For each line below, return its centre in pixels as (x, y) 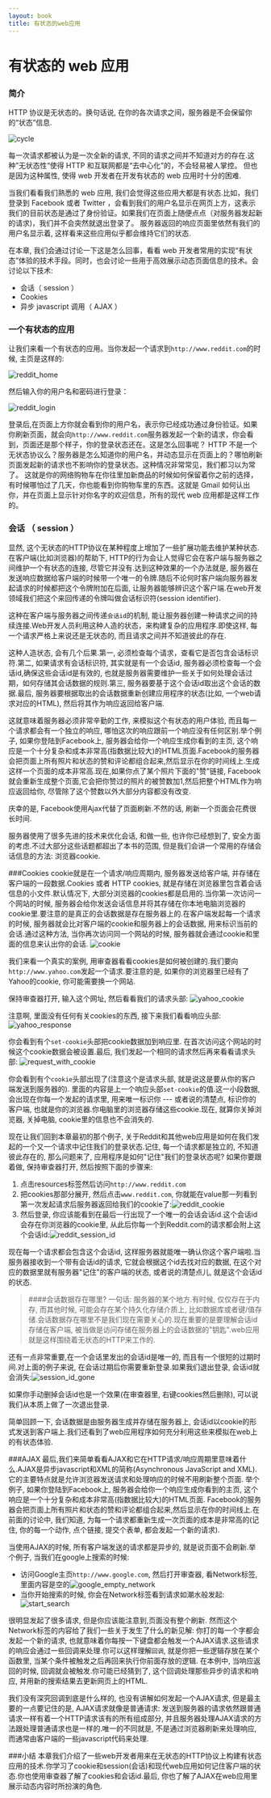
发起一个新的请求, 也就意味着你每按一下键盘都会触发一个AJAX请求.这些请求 (134, 1640)
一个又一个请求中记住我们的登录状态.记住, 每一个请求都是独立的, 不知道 (140, 1146)
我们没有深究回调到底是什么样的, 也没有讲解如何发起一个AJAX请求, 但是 (128, 1698)
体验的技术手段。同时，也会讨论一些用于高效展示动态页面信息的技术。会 (139, 260)
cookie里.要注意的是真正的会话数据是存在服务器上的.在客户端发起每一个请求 (135, 913)
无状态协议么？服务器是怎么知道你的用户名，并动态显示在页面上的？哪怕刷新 (135, 455)
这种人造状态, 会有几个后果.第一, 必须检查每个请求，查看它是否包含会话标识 (133, 653)
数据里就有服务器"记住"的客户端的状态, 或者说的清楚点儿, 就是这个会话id (142, 1271)
